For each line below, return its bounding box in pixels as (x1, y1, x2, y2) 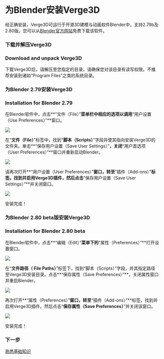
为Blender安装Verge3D (5, 4, 100, 16)
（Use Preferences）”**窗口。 (5, 117, 65, 123)
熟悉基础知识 (5, 348, 31, 354)
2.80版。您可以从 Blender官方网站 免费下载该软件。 (5, 27, 107, 33)
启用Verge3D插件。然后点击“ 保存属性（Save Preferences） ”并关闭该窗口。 (5, 303, 156, 309)
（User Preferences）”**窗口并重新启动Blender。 (5, 149, 103, 155)
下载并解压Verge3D (5, 41, 52, 48)
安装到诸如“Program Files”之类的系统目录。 (9, 73, 97, 78)
